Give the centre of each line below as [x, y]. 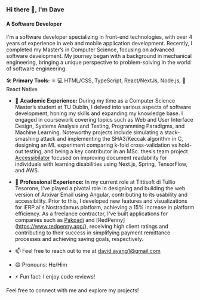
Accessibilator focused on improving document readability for [91, 158]
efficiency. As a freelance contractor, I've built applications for [91, 214]
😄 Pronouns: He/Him [41, 265]
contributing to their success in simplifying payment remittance [93, 233]
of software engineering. [36, 69]
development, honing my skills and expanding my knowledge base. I [99, 113]
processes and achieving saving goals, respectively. [79, 239]
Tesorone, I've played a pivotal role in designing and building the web [100, 188]
